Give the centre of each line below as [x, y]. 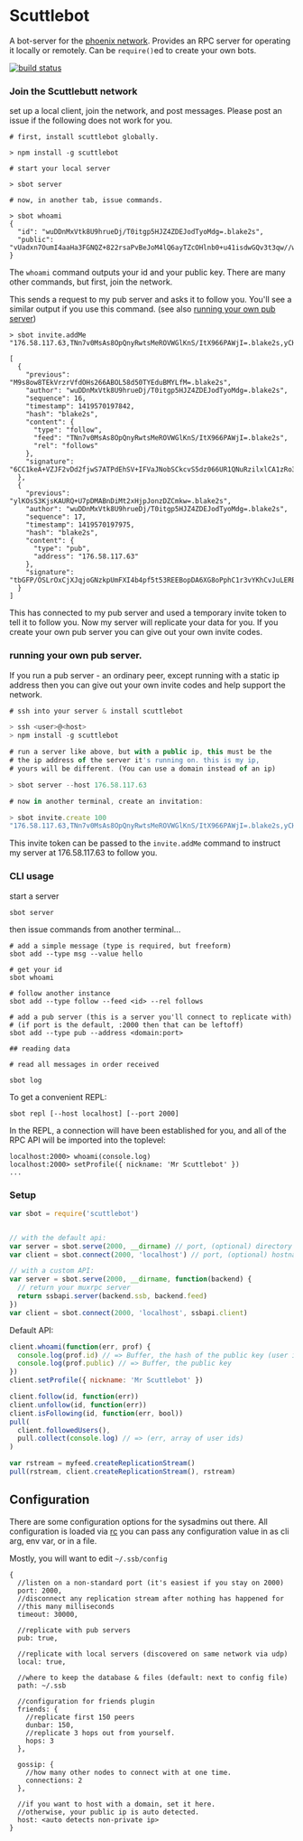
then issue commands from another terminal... [95, 929]
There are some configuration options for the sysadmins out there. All [138, 1521]
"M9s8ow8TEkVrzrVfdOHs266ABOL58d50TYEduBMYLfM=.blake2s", [120, 383]
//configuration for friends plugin [86, 1701]
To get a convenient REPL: [58, 1097]
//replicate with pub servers [74, 1630]
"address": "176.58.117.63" [86, 556]
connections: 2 [54, 1780]
